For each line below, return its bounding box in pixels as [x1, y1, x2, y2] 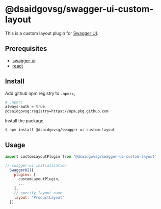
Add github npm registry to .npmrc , [5, 90, 75, 96]
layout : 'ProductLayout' [14, 195, 65, 200]
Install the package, [5, 118, 45, 124]
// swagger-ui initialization [5, 163, 67, 168]
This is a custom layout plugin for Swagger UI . [5, 30, 98, 36]
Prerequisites [5, 44, 47, 53]
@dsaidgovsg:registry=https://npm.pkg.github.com [5, 109, 109, 114]
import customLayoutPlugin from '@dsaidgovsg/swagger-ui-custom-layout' [5, 154, 157, 159]
